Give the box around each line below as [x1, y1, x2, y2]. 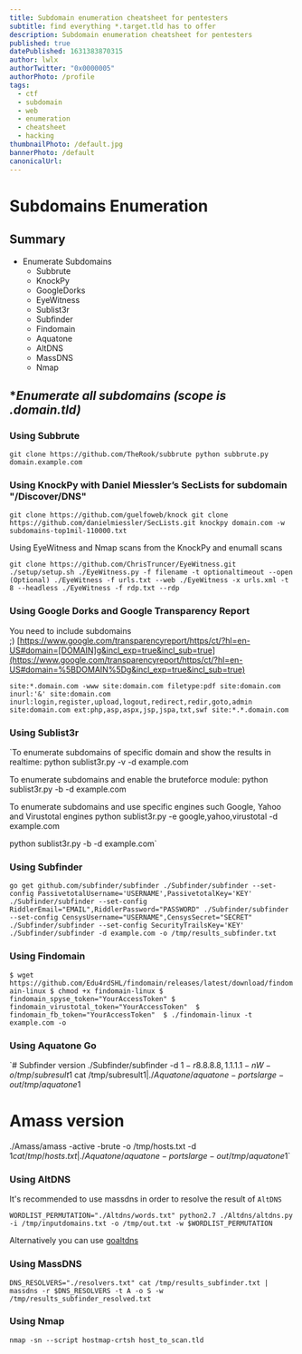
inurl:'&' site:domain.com [9, 689, 111, 698]
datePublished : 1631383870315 [9, 47, 124, 56]
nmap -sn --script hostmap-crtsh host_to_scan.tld [9, 1335, 204, 1345]
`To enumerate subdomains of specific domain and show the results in [9, 747, 271, 758]
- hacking [17, 132, 54, 141]
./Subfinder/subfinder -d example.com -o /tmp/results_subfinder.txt [9, 929, 278, 939]
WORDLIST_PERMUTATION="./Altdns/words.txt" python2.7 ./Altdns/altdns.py [9, 1212, 294, 1221]
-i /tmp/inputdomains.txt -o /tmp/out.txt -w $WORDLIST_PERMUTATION [9, 1219, 273, 1229]
